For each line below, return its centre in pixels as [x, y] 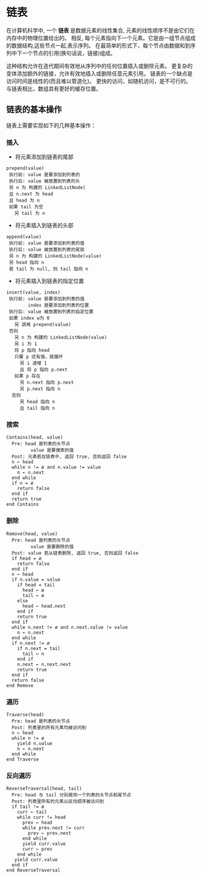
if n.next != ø [31, 643]
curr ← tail [32, 812]
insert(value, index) [33, 292]
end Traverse [23, 759]
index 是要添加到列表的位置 [58, 305]
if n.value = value [36, 579]
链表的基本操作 [34, 110]
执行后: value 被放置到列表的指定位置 [51, 312]
